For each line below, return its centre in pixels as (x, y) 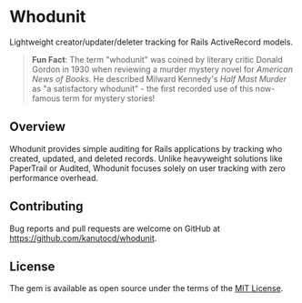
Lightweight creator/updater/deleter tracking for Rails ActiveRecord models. (151, 42)
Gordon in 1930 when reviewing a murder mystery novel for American (162, 69)
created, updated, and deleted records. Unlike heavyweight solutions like (146, 158)
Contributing (46, 207)
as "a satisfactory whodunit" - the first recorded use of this (142, 88)
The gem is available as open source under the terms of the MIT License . (146, 288)
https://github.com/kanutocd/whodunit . (83, 237)
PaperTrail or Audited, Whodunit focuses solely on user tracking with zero (148, 168)
